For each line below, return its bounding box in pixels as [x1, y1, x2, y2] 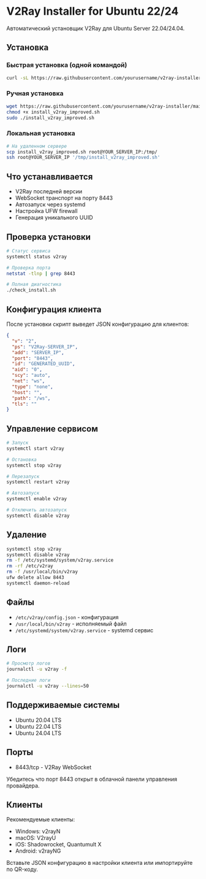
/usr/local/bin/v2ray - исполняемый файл [15, 620, 127, 627]
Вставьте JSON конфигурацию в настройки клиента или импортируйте [6, 859, 193, 867]
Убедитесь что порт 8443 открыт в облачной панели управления [6, 775, 178, 783]
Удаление [6, 530, 47, 540]
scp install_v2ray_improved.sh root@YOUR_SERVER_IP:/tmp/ [6, 149, 158, 155]
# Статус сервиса [6, 247, 51, 254]
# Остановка [6, 456, 37, 463]
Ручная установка [6, 89, 64, 98]
